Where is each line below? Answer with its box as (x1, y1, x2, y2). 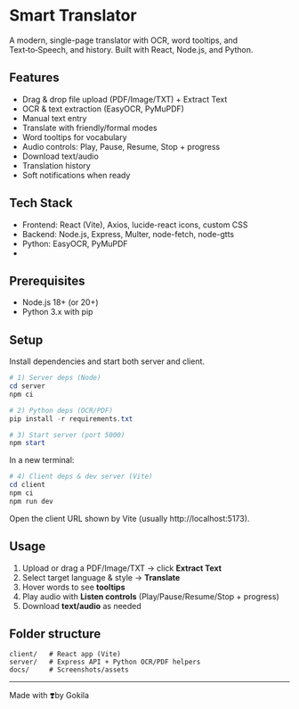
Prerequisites (9, 273, 85, 288)
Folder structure (9, 626, 101, 642)
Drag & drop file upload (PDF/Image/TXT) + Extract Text (21, 94, 228, 104)
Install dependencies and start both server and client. (9, 356, 206, 367)
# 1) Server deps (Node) (9, 374, 101, 383)
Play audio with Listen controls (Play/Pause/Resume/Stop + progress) (21, 590, 279, 602)
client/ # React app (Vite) (9, 650, 122, 659)
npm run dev (9, 497, 53, 506)
